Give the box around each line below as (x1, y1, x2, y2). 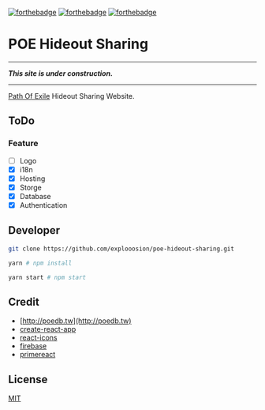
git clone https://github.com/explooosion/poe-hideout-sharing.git (8, 245, 235, 253)
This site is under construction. (8, 68, 113, 78)
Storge (19, 182, 42, 192)
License (8, 372, 48, 386)
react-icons (19, 333, 58, 343)
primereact (19, 350, 56, 359)
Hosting (19, 174, 46, 183)
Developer (8, 224, 61, 237)
